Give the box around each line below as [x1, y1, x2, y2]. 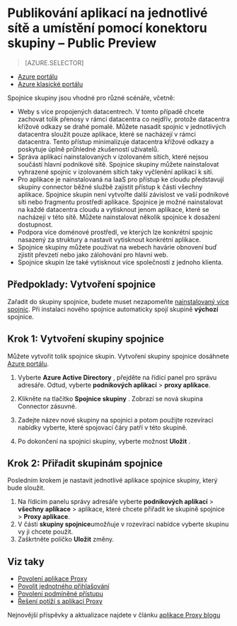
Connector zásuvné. [17, 402, 77, 410]
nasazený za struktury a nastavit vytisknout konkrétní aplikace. [17, 235, 202, 244]
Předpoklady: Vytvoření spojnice [7, 279, 156, 291]
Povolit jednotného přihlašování [17, 582, 110, 591]
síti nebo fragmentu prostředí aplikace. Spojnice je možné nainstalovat [17, 197, 223, 206]
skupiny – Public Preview [7, 35, 157, 51]
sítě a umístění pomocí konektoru [7, 20, 207, 36]
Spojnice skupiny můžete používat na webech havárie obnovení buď [17, 242, 217, 251]
